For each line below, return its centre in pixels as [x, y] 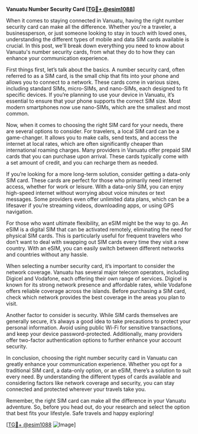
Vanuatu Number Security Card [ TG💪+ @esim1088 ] [71, 9]
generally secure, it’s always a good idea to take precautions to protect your [98, 321]
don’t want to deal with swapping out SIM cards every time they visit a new [98, 242]
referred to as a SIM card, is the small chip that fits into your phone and [92, 76]
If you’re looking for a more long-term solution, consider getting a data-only [98, 174]
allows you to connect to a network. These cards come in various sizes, [93, 82]
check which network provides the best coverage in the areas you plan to [95, 297]
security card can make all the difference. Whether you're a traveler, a [91, 27]
